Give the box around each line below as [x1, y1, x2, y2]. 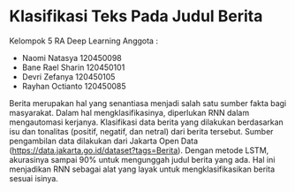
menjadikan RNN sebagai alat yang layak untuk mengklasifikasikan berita [9, 164, 276, 174]
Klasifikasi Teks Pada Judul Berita [9, 6, 263, 27]
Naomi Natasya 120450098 [21, 52, 122, 63]
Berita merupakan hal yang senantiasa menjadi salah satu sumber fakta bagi [9, 97, 287, 108]
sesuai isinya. [9, 173, 59, 183]
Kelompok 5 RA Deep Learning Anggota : [9, 35, 159, 46]
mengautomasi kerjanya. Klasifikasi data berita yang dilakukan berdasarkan [9, 117, 284, 127]
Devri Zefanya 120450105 [21, 71, 116, 81]
